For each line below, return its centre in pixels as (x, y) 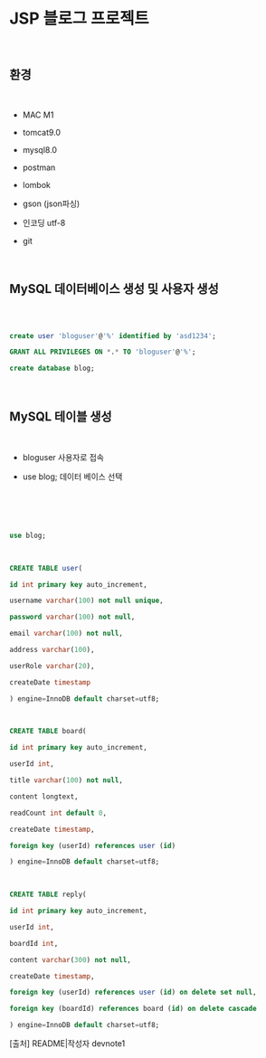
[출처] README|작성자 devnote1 (67, 1044)
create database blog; (52, 368)
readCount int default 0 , (58, 813)
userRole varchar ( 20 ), (52, 666)
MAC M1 (38, 115)
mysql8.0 (39, 149)
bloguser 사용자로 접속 (63, 457)
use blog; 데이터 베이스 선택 (72, 477)
